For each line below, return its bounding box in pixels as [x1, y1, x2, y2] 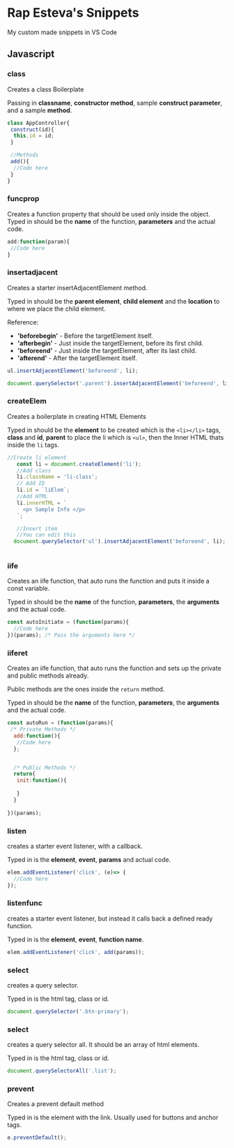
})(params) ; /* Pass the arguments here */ [7, 632, 136, 639]
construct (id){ [10, 126, 54, 133]
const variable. [7, 584, 50, 592]
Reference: [7, 318, 39, 326]
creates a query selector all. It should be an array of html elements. [7, 1041, 200, 1049]
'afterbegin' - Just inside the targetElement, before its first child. [17, 338, 204, 347]
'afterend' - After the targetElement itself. [17, 354, 137, 362]
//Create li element [7, 454, 68, 461]
